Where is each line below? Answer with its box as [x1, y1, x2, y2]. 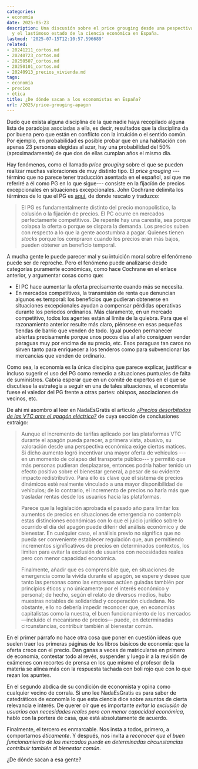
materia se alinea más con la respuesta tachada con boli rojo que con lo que [6, 665, 192, 672]
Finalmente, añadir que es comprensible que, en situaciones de [21, 566, 175, 573]
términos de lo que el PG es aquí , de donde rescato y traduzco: [6, 192, 160, 199]
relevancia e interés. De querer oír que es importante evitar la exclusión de [6, 702, 187, 709]
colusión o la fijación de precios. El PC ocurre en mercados [21, 210, 165, 217]
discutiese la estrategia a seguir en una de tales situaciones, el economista [6, 382, 189, 390]
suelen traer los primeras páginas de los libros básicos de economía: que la [6, 640, 190, 647]
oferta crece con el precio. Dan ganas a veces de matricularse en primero [6, 646, 186, 653]
